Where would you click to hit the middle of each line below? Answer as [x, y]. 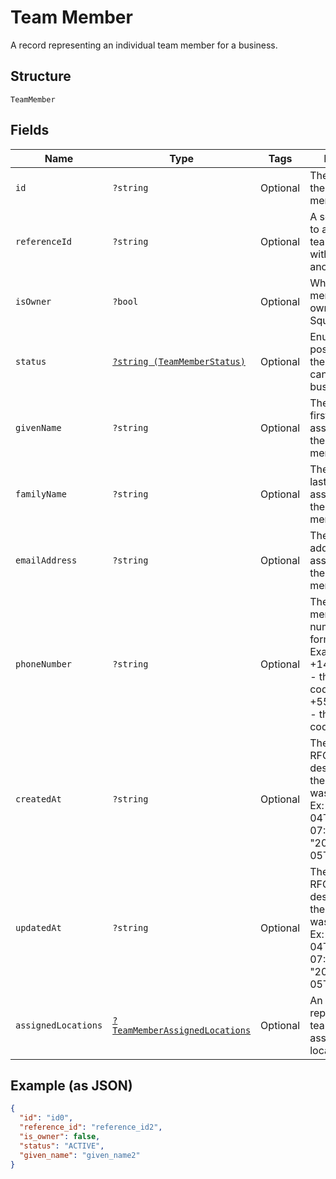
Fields [30, 130]
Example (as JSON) [71, 1085]
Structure [41, 76]
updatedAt [38, 927]
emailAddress [46, 560]
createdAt [38, 799]
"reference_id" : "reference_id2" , [91, 1127]
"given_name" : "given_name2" [80, 1155]
